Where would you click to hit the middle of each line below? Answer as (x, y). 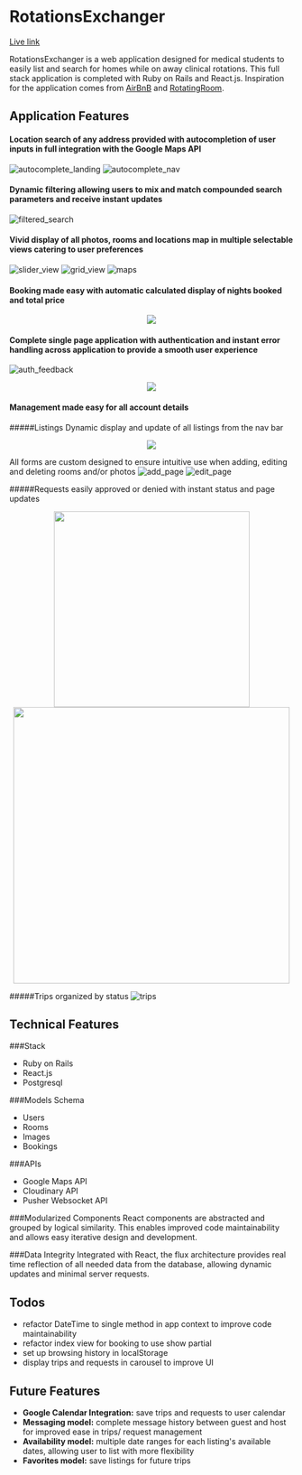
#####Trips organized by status (69, 996)
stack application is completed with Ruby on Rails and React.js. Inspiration (147, 78)
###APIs (26, 1164)
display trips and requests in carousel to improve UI (118, 1363)
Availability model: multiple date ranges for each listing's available (146, 1441)
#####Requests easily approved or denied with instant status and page (142, 488)
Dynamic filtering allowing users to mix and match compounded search (146, 190)
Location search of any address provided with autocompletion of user (143, 139)
